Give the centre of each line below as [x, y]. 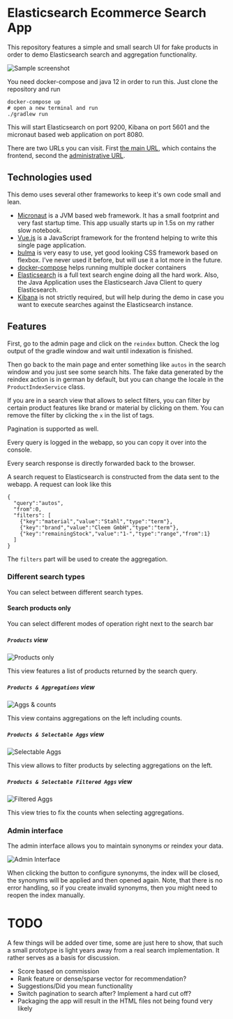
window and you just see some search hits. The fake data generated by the [115, 371]
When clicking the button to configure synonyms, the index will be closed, [113, 873]
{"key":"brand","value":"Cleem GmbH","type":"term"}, [99, 527]
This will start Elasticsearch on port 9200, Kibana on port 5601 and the [108, 127]
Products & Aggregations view [51, 687]
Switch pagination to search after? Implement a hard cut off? [104, 994]
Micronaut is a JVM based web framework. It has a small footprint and [118, 215]
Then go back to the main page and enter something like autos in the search [117, 364]
